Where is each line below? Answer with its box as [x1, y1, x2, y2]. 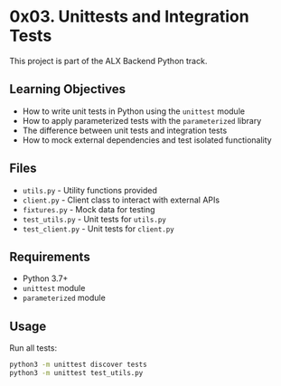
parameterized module [22, 292, 106, 304]
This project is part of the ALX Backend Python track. [9, 55, 208, 66]
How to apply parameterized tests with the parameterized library [22, 115, 262, 126]
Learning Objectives [9, 81, 126, 97]
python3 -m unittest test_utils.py [9, 369, 144, 378]
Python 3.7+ [22, 273, 69, 284]
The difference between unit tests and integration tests [22, 125, 228, 136]
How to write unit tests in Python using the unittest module [22, 106, 246, 117]
